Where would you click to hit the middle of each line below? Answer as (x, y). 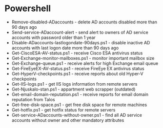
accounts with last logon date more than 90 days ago (65, 48)
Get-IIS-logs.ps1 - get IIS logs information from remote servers (74, 84)
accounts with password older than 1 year (53, 37)
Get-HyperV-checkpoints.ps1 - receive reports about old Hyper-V (77, 73)
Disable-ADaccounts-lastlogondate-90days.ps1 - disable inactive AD (81, 42)
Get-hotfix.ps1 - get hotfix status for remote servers (63, 110)
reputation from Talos (33, 99)
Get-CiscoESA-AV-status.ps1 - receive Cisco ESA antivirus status (77, 53)
